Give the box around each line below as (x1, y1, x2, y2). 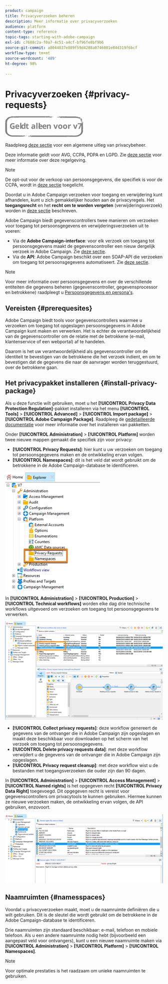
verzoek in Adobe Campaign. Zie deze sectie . (12, 249, 106, 255)
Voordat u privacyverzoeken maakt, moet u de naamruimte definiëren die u (5, 906, 159, 912)
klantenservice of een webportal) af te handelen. (5, 339, 106, 344)
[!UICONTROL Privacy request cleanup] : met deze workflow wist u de (12, 762, 158, 768)
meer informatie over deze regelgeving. (5, 157, 86, 163)
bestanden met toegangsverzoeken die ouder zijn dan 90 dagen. (12, 767, 146, 773)
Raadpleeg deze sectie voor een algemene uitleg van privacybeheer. (5, 142, 146, 148)
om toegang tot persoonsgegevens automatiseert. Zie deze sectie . (12, 259, 150, 265)
